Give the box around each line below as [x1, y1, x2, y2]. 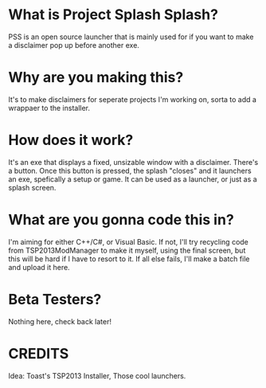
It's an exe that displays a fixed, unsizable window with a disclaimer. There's [8, 157, 259, 167]
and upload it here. [8, 262, 70, 272]
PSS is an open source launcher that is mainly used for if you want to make [8, 32, 254, 41]
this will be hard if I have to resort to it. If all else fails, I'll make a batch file [8, 253, 250, 264]
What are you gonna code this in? [8, 211, 235, 229]
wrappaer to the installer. [8, 103, 90, 112]
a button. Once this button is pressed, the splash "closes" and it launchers [8, 166, 252, 175]
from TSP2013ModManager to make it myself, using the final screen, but [8, 245, 246, 255]
